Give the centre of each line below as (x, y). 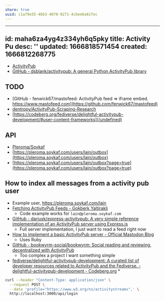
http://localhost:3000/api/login (44, 294)
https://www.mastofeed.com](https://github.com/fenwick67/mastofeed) (85, 104)
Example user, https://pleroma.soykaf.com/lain (59, 203)
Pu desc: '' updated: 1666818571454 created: (76, 47)
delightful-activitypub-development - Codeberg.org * (66, 271)
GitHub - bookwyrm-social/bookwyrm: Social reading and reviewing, (82, 245)
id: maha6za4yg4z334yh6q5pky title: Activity (78, 39)
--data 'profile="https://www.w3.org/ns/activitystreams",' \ (74, 289)
